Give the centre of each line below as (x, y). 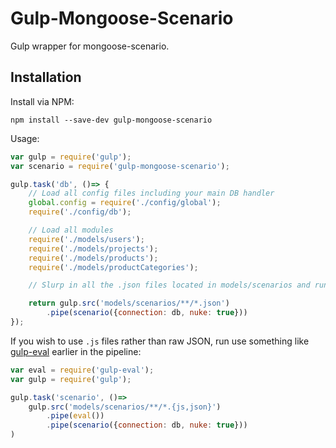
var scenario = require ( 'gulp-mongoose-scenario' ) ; (120, 166)
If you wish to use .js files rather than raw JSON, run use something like (160, 341)
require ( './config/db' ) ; (80, 212)
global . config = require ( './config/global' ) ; (125, 203)
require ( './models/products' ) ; (93, 258)
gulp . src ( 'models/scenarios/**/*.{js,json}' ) (125, 407)
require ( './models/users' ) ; (86, 239)
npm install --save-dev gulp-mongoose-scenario (111, 120)
